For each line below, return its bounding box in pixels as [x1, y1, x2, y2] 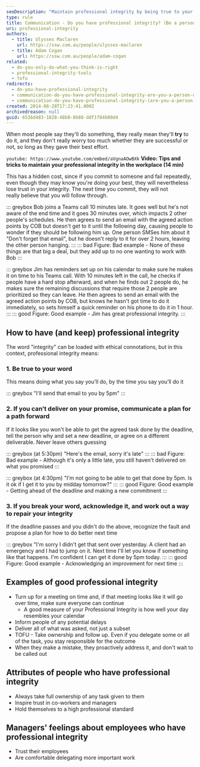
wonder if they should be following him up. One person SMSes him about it [6, 229, 190, 236]
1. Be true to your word [6, 364, 73, 373]
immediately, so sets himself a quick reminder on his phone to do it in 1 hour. [6, 304, 193, 311]
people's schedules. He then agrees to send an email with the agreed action [6, 216, 193, 223]
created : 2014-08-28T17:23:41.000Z [6, 103, 95, 109]
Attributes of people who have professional [6, 667, 170, 678]
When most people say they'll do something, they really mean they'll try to [6, 131, 189, 138]
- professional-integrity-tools [11, 70, 92, 76]
